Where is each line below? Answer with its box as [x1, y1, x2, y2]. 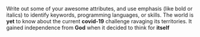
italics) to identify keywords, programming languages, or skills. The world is [6, 11, 194, 18]
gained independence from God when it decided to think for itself [6, 24, 170, 31]
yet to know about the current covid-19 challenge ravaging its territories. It [6, 18, 192, 24]
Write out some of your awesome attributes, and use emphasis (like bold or [6, 5, 193, 12]
